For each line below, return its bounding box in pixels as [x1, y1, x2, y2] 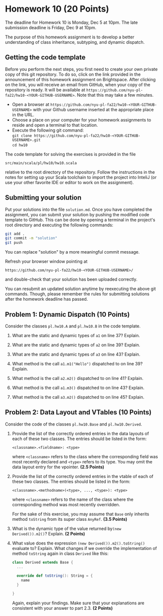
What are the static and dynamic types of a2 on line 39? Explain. [12, 342, 141, 348]
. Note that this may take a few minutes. [74, 92, 154, 98]
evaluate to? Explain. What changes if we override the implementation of [12, 545, 157, 551]
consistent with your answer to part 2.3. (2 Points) [12, 605, 113, 611]
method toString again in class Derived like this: [12, 550, 109, 556]
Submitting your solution [5, 193, 81, 202]
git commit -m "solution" [5, 236, 57, 241]
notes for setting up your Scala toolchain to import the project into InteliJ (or [5, 174, 157, 180]
